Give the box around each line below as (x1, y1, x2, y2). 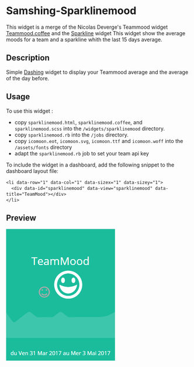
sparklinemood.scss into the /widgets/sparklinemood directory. (14, 125, 165, 132)
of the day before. (6, 74, 50, 81)
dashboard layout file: (6, 167, 58, 174)
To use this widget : (6, 107, 54, 114)
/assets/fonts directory (14, 144, 72, 151)
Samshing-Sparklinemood (6, 4, 137, 18)
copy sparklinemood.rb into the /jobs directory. (14, 131, 129, 138)
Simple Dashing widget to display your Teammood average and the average (6, 69, 189, 76)
